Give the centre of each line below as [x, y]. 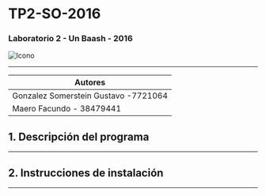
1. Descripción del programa [79, 136]
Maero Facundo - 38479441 [66, 109]
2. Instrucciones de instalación [86, 173]
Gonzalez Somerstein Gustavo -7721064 [90, 96]
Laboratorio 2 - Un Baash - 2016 [70, 39]
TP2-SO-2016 [55, 14]
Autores [90, 82]
